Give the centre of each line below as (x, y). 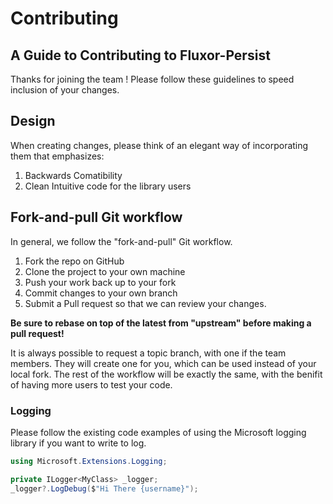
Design (33, 121)
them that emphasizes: (57, 156)
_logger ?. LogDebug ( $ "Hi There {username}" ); (104, 488)
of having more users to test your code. (91, 384)
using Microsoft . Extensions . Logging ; (89, 461)
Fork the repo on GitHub (74, 261)
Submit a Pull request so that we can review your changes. (145, 303)
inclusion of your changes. (65, 90)
